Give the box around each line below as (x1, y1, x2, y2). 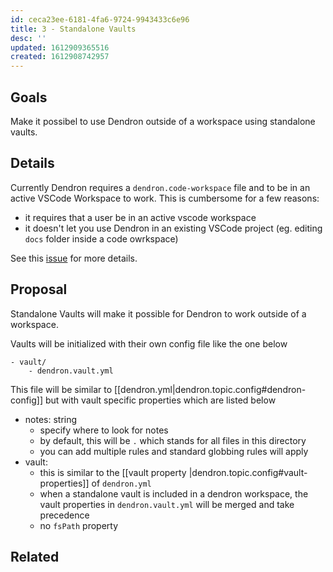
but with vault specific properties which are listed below (44, 394, 277, 406)
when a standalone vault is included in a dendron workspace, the (39, 487, 309, 500)
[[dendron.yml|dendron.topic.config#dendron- (114, 383, 307, 395)
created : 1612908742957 (10, 52, 110, 62)
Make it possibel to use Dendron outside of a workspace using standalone (10, 115, 316, 127)
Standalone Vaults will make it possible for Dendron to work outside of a (10, 307, 307, 320)
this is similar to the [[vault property (39, 466, 187, 478)
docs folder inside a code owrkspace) (24, 232, 179, 245)
